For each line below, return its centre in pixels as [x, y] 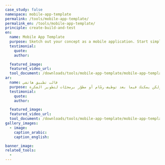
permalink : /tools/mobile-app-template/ [47, 19]
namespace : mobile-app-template [38, 14]
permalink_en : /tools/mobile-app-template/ [50, 23]
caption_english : [32, 137]
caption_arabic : [31, 132]
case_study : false [24, 10]
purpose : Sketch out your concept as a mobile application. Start [79, 42]
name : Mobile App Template [37, 37]
